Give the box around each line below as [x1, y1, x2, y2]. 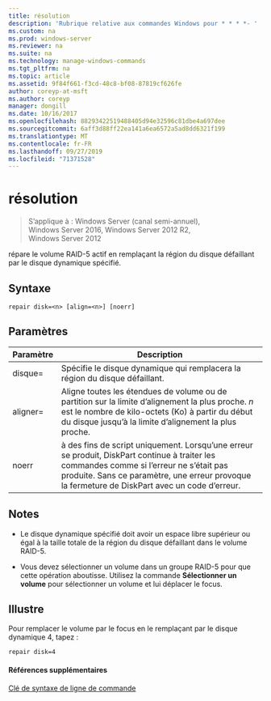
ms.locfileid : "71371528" [8, 155, 95, 163]
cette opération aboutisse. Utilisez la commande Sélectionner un [19, 570, 237, 580]
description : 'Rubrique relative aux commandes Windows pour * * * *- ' [8, 19, 258, 28]
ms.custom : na [8, 27, 56, 35]
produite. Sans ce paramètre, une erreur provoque [60, 469, 252, 481]
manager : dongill [8, 102, 67, 110]
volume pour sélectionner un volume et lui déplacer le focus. [19, 579, 223, 588]
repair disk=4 [8, 648, 56, 656]
